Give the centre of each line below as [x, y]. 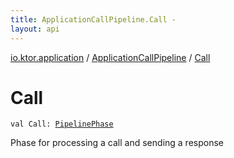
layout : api [35, 29]
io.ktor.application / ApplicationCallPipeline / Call [110, 57]
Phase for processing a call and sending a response [117, 143]
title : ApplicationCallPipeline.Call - [93, 19]
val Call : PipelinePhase [62, 124]
